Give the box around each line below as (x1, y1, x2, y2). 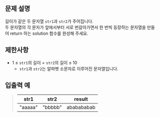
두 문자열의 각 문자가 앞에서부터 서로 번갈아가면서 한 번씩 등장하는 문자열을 (5, 24, 146, 30)
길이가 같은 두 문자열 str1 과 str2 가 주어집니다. (5, 18, 94, 24)
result (74, 96, 88, 102)
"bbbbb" (42, 104, 62, 111)
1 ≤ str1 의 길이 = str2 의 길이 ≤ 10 (12, 59, 78, 65)
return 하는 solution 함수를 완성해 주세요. (10, 30, 89, 36)
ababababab (66, 104, 96, 111)
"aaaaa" (19, 104, 38, 111)
